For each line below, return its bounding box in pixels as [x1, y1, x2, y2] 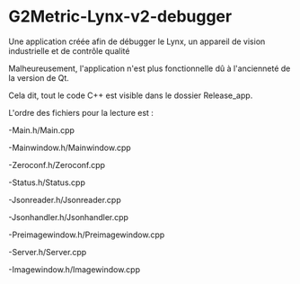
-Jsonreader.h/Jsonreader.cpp [8, 194, 122, 205]
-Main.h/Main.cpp [8, 124, 75, 136]
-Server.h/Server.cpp [8, 246, 87, 257]
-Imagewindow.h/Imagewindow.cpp [8, 263, 141, 275]
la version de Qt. [8, 72, 69, 83]
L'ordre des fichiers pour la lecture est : [8, 107, 154, 118]
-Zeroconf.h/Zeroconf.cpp [8, 159, 105, 170]
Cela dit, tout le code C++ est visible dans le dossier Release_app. [8, 90, 253, 101]
